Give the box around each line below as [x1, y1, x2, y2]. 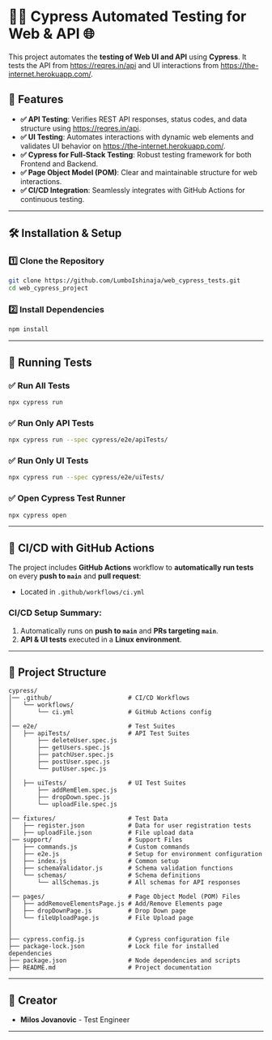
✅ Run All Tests [8, 380, 70, 391]
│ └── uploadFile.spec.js [8, 801, 117, 809]
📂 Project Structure [8, 665, 107, 679]
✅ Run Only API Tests [8, 417, 95, 428]
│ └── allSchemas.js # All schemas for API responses [8, 879, 241, 887]
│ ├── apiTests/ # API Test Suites [8, 729, 190, 737]
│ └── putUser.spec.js [8, 765, 107, 773]
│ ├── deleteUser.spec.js [8, 737, 117, 745]
